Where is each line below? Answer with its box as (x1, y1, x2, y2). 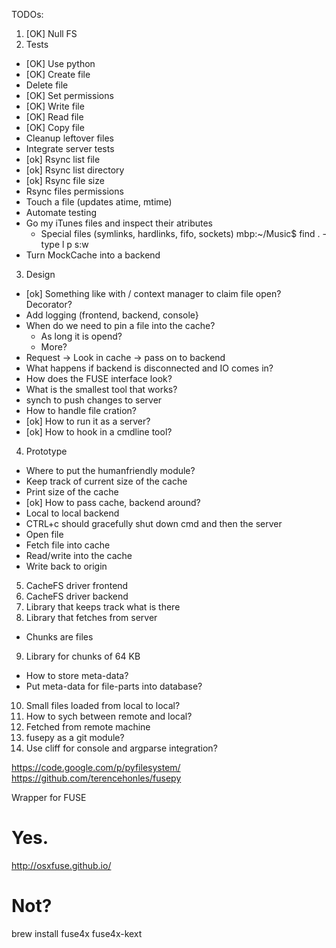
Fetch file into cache (25, 539, 111, 551)
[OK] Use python (25, 58, 96, 69)
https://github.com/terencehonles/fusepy (11, 772, 182, 784)
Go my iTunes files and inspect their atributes (25, 217, 213, 229)
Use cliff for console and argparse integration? (25, 742, 218, 754)
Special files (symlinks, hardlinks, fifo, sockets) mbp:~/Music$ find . (40, 228, 321, 239)
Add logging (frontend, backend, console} (25, 309, 199, 321)
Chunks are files (25, 631, 94, 643)
